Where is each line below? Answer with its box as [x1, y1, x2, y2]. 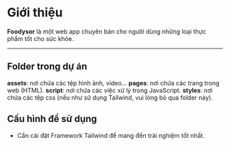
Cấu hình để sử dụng [7, 113, 97, 125]
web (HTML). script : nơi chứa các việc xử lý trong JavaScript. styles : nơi [7, 86, 213, 94]
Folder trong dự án [7, 61, 88, 72]
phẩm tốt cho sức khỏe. [7, 34, 74, 42]
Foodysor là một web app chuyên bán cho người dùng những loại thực [7, 27, 207, 35]
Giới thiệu [7, 5, 63, 20]
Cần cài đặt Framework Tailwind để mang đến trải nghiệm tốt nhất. [16, 131, 205, 139]
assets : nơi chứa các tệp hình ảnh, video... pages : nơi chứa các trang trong [7, 78, 220, 87]
